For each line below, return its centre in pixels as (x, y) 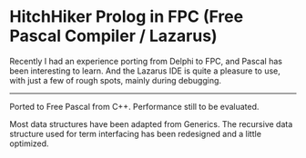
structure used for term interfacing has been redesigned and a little (136, 133)
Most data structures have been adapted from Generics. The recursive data (151, 123)
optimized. (29, 143)
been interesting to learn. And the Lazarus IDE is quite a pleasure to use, (145, 71)
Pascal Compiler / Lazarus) (113, 36)
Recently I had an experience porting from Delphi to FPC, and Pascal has (146, 61)
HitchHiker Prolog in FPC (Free (127, 17)
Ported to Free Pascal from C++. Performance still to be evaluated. (134, 106)
